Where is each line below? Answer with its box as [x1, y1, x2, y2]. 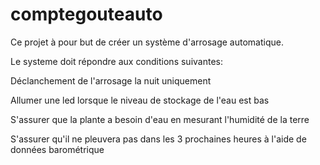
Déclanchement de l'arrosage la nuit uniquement [10, 74, 212, 87]
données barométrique [10, 143, 105, 155]
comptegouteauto [10, 3, 163, 26]
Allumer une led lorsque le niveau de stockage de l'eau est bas [10, 94, 270, 106]
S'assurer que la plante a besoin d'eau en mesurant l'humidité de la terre [10, 113, 310, 125]
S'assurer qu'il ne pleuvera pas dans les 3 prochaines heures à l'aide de [10, 133, 307, 145]
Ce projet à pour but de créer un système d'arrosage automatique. [10, 36, 284, 48]
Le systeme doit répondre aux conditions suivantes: [10, 55, 223, 67]
